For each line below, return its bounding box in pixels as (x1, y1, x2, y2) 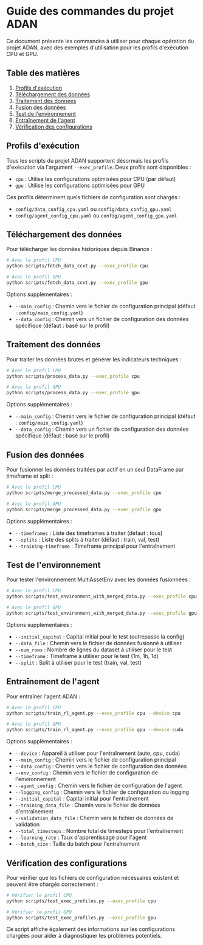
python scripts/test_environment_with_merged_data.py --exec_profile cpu (6, 593, 198, 600)
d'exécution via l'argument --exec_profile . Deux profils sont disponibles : (6, 163, 191, 171)
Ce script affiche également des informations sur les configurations (6, 926, 175, 933)
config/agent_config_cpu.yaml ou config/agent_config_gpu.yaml (15, 211, 177, 219)
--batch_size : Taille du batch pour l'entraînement (15, 840, 140, 848)
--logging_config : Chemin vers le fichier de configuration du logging (15, 788, 190, 796)
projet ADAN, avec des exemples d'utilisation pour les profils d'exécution (6, 44, 189, 51)
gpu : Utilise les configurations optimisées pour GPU (15, 182, 145, 189)
